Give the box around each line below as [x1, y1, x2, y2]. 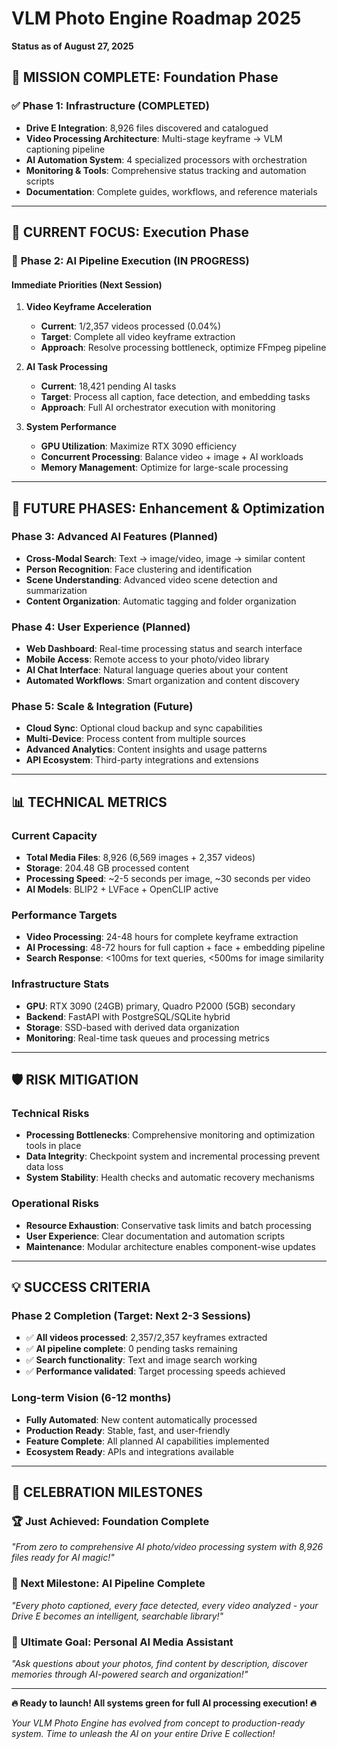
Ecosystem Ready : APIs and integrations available [25, 1445, 235, 1457]
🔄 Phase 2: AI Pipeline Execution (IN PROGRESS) [11, 253, 250, 267]
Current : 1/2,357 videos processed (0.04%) [40, 320, 222, 332]
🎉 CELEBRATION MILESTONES [11, 1484, 203, 1501]
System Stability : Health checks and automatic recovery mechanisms [25, 1172, 315, 1184]
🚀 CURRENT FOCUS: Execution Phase [11, 224, 250, 241]
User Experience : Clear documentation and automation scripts [25, 1230, 286, 1242]
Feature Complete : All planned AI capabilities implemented [25, 1435, 270, 1447]
